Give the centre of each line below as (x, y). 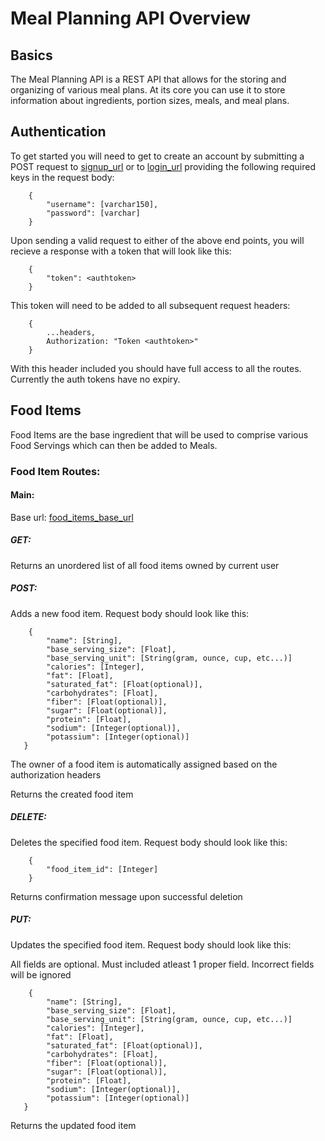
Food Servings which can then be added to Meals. (114, 445)
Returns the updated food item (73, 1125)
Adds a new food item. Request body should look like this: (130, 613)
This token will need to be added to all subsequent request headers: (150, 305)
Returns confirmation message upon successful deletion (126, 896)
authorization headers (56, 774)
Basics (31, 55)
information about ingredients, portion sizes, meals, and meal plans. (150, 100)
